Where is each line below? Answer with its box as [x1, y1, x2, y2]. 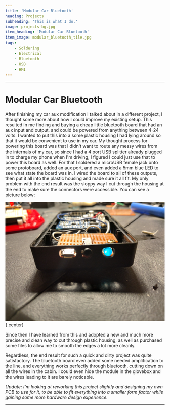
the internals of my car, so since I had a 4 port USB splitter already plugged [5, 148, 162, 155]
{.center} [5, 322, 24, 328]
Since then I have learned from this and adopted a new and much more [5, 331, 153, 338]
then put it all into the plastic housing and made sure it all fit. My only [5, 175, 149, 182]
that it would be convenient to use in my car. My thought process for [5, 138, 148, 144]
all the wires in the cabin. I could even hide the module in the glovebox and [5, 368, 161, 375]
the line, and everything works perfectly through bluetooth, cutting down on [5, 363, 163, 369]
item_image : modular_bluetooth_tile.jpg [5, 35, 92, 40]
